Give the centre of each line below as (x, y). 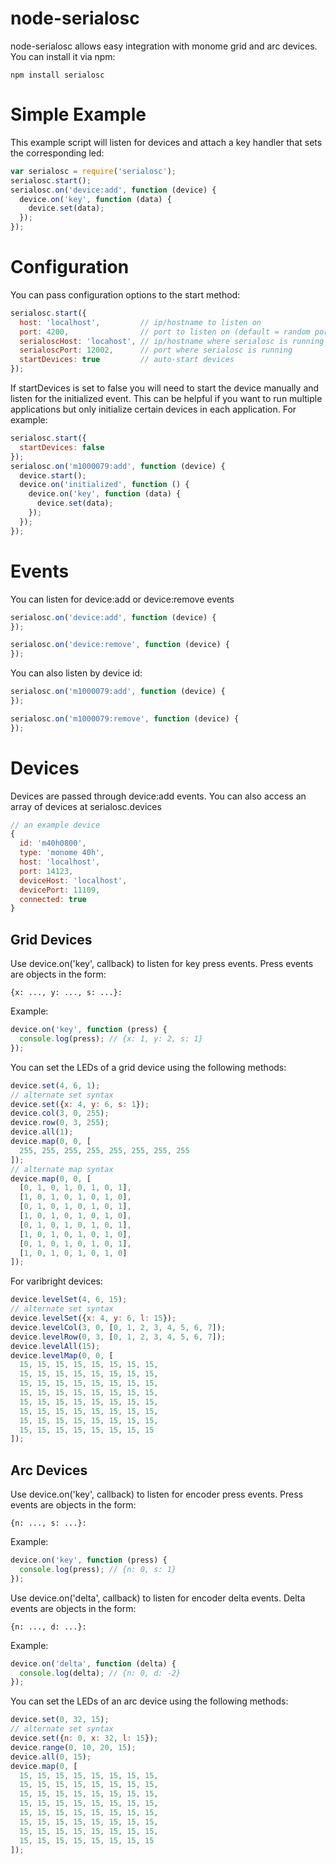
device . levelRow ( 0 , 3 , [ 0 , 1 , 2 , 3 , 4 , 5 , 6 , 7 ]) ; (118, 1337)
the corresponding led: (57, 153)
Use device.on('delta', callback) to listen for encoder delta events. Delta (158, 1598)
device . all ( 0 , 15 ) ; (51, 1757)
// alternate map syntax (62, 1169)
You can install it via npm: (63, 56)
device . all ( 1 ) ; (42, 1132)
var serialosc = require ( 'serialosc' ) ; (93, 171)
